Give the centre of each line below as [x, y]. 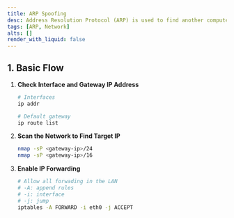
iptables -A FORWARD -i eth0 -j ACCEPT [75, 207]
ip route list [38, 123]
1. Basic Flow [36, 68]
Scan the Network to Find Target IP [69, 136]
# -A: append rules [46, 188]
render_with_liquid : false [46, 40]
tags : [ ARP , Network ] [39, 26]
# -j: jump [33, 201]
